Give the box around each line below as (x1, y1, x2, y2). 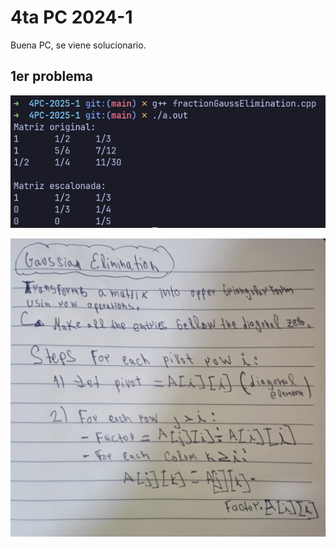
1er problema (10, 68, 94, 85)
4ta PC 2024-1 (10, 6, 133, 29)
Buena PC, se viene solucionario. (10, 39, 147, 51)
